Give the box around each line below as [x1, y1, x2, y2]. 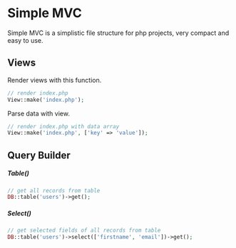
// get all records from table [7, 187, 101, 194]
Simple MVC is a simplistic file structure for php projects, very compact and [7, 29, 230, 37]
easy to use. [7, 36, 43, 44]
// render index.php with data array [7, 123, 120, 130]
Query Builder [7, 149, 71, 161]
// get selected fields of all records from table [7, 227, 161, 234]
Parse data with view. [7, 109, 70, 118]
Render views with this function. [7, 76, 102, 84]
